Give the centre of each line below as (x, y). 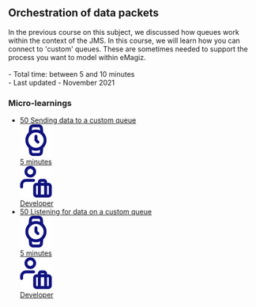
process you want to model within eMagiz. (77, 57)
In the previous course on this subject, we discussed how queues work (124, 32)
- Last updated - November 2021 (62, 82)
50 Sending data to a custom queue (78, 120)
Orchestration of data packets (84, 13)
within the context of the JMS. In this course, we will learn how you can (124, 40)
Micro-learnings (40, 103)
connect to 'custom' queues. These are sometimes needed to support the (128, 49)
